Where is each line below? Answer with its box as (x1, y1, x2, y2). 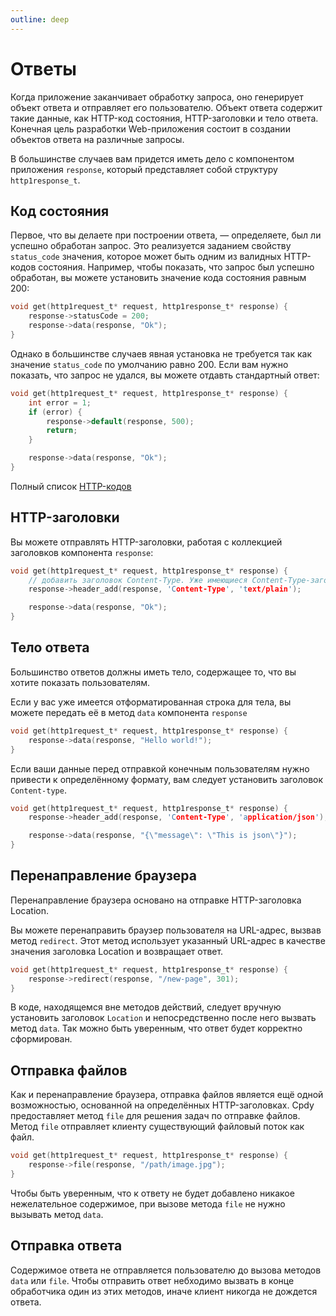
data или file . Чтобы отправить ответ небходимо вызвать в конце (10, 1274, 295, 1286)
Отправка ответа (10, 1237, 123, 1255)
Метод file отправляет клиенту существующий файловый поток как (10, 1121, 305, 1133)
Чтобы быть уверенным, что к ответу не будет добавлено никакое (10, 1187, 295, 1199)
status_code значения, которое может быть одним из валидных (10, 251, 282, 263)
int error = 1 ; (28, 397, 92, 408)
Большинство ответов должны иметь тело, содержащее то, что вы (10, 666, 297, 678)
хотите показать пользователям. (10, 676, 151, 688)
